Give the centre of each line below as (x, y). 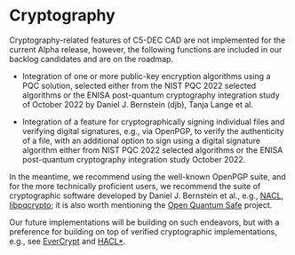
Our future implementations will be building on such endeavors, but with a (144, 222)
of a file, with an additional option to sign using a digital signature (141, 140)
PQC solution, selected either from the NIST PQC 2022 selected (139, 85)
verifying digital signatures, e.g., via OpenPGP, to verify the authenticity (153, 131)
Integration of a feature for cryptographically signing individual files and (153, 122)
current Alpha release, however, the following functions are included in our (146, 49)
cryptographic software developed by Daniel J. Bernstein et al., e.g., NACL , (147, 195)
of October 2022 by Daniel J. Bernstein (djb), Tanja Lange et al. (138, 104)
